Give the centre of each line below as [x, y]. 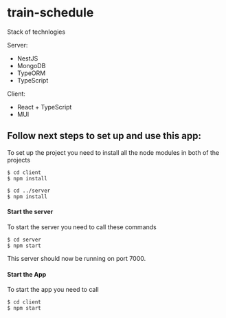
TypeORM [31, 73]
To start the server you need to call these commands [82, 227]
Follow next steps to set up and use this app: [104, 136]
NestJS [27, 58]
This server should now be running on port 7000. [77, 258]
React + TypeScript [44, 107]
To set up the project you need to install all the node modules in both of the [113, 152]
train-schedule [50, 13]
